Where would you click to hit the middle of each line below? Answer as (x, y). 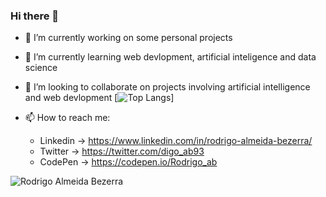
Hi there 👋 (35, 16)
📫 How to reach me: (67, 118)
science (41, 68)
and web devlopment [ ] (99, 98)
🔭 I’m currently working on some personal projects (128, 38)
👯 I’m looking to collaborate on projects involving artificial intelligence (167, 87)
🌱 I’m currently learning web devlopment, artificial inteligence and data (170, 57)
